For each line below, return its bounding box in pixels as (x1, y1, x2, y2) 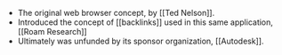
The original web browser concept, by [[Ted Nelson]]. (17, 8, 215, 18)
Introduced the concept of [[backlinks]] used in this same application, (17, 17, 274, 27)
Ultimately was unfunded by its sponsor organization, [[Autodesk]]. (17, 35, 264, 46)
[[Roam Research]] (17, 27, 87, 36)
